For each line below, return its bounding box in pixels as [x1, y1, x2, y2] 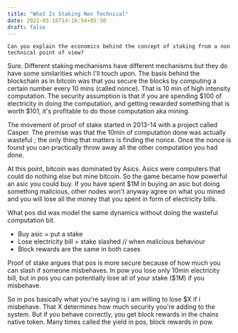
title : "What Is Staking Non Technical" [7, 10, 129, 18]
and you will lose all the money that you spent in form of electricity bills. [7, 195, 217, 203]
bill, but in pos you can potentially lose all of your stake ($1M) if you [7, 274, 205, 283]
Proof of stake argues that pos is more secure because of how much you [7, 258, 221, 267]
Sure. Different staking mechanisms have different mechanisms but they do [7, 62, 228, 70]
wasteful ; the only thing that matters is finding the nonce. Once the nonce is [7, 136, 232, 144]
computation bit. [7, 216, 55, 224]
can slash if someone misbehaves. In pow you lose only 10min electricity [7, 266, 220, 275]
